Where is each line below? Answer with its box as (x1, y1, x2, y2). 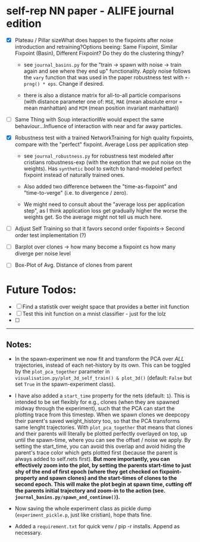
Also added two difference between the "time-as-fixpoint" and (23, 183, 177, 190)
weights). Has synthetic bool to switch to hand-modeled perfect (23, 165, 182, 172)
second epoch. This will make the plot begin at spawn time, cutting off (14, 481, 192, 488)
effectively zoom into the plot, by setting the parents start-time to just (14, 462, 192, 469)
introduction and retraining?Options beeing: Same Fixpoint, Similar (14, 43, 178, 50)
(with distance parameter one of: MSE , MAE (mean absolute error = (23, 98, 183, 105)
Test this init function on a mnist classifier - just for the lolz (22, 310, 167, 317)
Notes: (6, 339, 32, 350)
